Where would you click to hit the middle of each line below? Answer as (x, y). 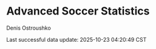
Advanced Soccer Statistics (78, 11)
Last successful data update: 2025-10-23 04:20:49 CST (76, 39)
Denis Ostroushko (29, 28)
